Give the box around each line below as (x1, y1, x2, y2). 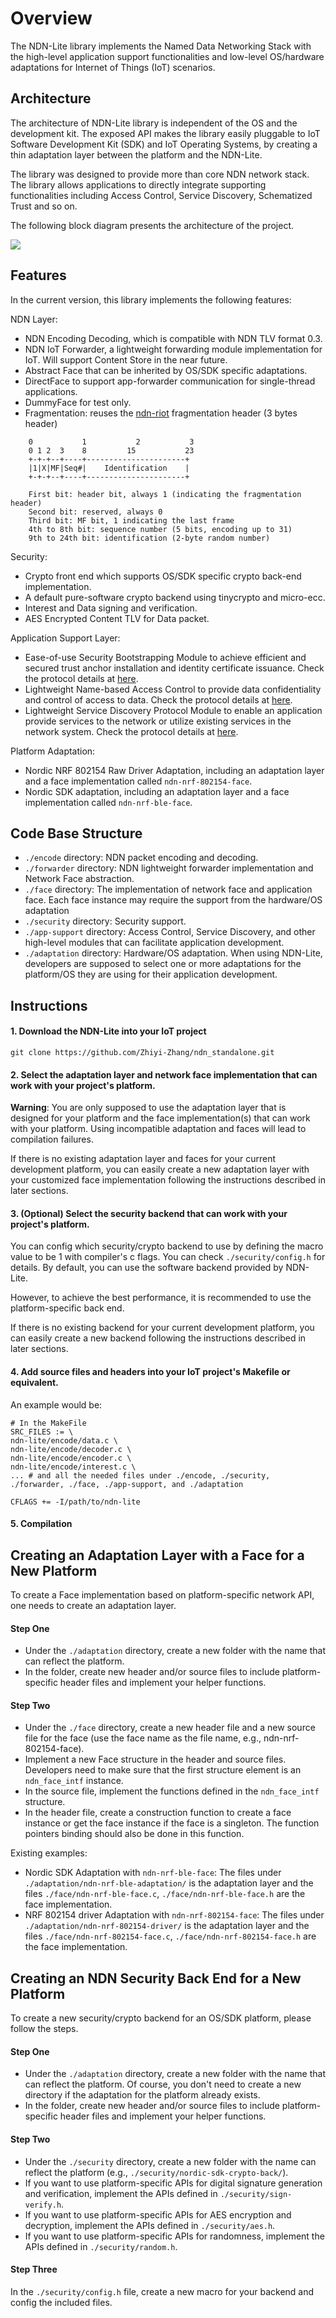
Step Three (10, 2263, 58, 2276)
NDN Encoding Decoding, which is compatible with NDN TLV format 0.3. (24, 332, 323, 344)
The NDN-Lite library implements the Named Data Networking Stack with (10, 40, 312, 52)
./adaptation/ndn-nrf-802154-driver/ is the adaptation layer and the (24, 1920, 310, 1932)
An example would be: (10, 1398, 103, 1411)
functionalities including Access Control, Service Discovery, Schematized (10, 189, 313, 201)
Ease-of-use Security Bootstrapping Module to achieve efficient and (24, 651, 307, 663)
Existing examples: (10, 1847, 88, 1859)
